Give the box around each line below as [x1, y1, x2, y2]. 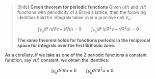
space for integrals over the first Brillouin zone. [17, 42, 116, 48]
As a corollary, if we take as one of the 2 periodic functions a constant [5, 52, 147, 58]
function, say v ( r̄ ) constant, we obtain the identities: [5, 57, 109, 63]
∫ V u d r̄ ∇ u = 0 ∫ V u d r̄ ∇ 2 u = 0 [51, 66, 114, 75]
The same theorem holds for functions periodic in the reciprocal [17, 37, 151, 43]
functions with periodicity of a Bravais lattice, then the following [17, 9, 146, 15]
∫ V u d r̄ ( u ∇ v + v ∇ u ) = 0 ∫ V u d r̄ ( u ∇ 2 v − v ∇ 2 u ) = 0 [38, 25, 139, 34]
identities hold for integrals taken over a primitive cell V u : [17, 15, 132, 21]
